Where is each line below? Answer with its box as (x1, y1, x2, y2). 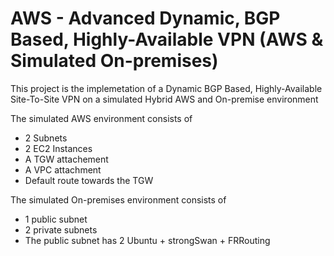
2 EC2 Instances (24, 142, 93, 154)
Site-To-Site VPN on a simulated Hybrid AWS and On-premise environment (10, 93, 319, 105)
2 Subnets (24, 132, 68, 144)
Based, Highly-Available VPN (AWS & (10, 28, 324, 51)
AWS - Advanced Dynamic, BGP (10, 7, 281, 30)
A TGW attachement (24, 153, 109, 165)
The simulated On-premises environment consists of (10, 193, 227, 206)
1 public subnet (24, 213, 88, 225)
